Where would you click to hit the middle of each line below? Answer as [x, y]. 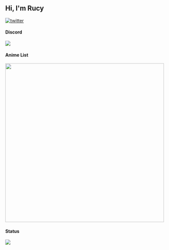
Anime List [17, 55]
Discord [14, 32]
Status [12, 231]
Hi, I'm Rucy [25, 8]
